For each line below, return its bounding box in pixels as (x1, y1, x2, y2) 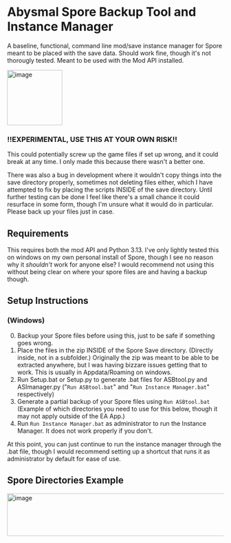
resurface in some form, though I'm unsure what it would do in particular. (7, 201, 214, 209)
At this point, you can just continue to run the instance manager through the (7, 440, 221, 448)
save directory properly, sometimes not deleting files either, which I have (7, 178, 213, 187)
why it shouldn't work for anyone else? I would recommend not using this (7, 260, 214, 269)
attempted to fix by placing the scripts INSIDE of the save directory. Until (7, 185, 213, 194)
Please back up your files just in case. (7, 207, 115, 216)
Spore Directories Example (7, 475, 124, 486)
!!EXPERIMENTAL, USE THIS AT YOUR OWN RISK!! (7, 134, 177, 144)
